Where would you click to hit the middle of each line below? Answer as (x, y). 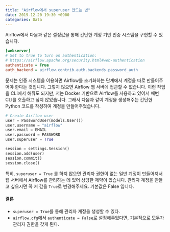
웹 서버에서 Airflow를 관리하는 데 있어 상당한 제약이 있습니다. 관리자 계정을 (79, 180)
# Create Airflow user (29, 116)
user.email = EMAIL (26, 130)
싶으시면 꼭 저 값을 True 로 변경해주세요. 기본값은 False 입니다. (72, 186)
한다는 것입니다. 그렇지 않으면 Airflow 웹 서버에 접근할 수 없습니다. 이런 (85, 87)
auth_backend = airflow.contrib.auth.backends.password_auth (72, 70)
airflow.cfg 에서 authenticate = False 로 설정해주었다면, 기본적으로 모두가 (88, 218)
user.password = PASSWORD (33, 135)
